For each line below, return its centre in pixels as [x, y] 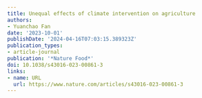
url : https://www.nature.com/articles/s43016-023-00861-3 [99, 84]
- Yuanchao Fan [29, 26]
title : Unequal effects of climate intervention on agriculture [101, 13]
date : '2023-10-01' [35, 33]
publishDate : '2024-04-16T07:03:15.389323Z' [72, 39]
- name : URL [24, 78]
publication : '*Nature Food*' [51, 59]
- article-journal [33, 52]
